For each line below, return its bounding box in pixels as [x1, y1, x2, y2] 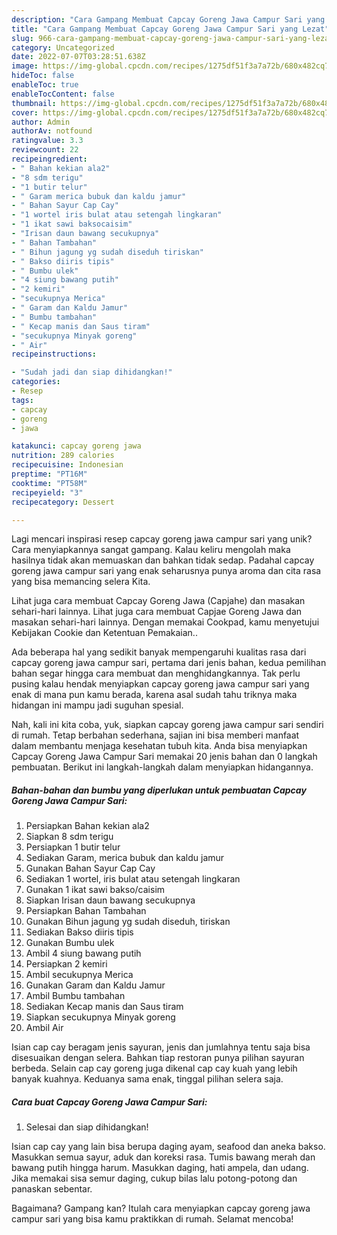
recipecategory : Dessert [11, 497, 115, 507]
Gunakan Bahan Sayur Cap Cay [25, 862, 156, 875]
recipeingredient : [11, 154, 88, 164]
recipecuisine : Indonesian [11, 460, 124, 470]
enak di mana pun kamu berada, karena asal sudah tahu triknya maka [11, 689, 298, 701]
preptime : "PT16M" [11, 469, 88, 479]
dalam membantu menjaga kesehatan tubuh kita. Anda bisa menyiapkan [11, 740, 308, 752]
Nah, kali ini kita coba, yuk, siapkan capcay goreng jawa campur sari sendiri [11, 719, 324, 731]
